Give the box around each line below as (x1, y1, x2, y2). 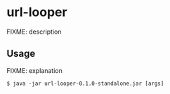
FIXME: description (6, 27, 62, 36)
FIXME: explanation (6, 66, 63, 74)
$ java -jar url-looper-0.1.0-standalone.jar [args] (6, 80, 164, 87)
